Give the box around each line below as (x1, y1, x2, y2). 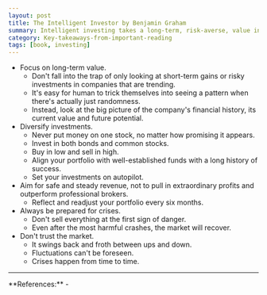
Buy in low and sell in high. (31, 147, 119, 157)
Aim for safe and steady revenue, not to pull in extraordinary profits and (19, 181, 254, 190)
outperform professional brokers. (19, 190, 129, 199)
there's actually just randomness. (31, 97, 141, 106)
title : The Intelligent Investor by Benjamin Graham (8, 19, 187, 27)
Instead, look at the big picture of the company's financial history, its (31, 105, 257, 115)
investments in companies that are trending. (31, 80, 176, 90)
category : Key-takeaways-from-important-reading (8, 33, 172, 42)
